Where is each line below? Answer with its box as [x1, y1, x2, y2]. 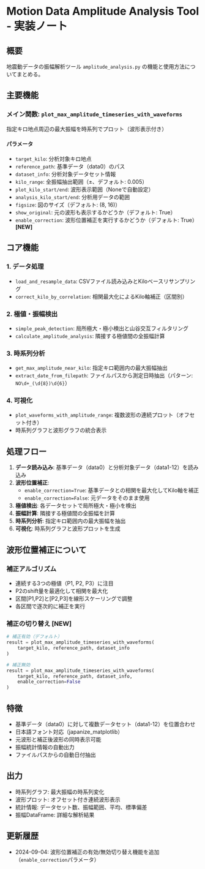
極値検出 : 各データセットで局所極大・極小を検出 [15, 502, 136, 510]
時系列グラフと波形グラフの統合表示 [15, 427, 107, 434]
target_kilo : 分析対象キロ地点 [15, 155, 92, 162]
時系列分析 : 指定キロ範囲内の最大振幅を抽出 [15, 517, 126, 525]
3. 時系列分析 [6, 349, 45, 358]
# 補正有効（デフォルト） [6, 634, 62, 640]
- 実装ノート [6, 20, 68, 33]
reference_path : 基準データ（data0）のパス [15, 162, 125, 170]
